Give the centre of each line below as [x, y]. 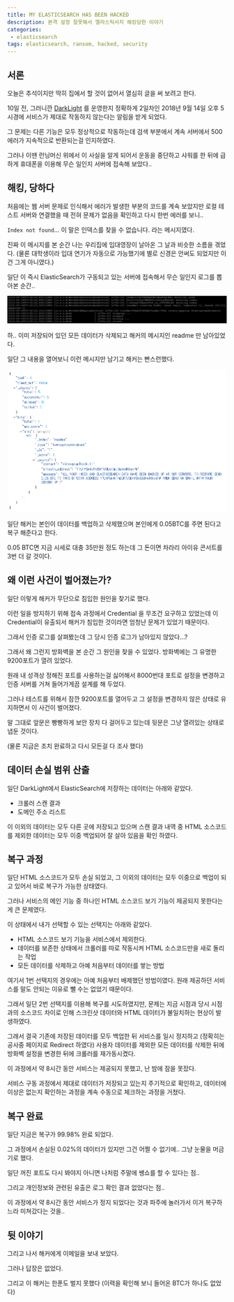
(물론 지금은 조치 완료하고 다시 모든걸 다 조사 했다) [76, 746]
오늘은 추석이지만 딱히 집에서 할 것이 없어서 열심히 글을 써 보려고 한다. [102, 93]
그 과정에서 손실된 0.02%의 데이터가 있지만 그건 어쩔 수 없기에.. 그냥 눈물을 [109, 1149]
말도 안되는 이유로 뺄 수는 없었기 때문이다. [77, 989]
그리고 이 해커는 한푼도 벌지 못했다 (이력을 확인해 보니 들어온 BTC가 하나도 [108, 1283]
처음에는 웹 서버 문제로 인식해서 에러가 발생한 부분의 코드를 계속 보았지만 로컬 [112, 206]
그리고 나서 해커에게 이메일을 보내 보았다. [63, 1253]
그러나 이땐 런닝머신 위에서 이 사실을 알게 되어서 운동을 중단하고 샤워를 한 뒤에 [113, 155]
